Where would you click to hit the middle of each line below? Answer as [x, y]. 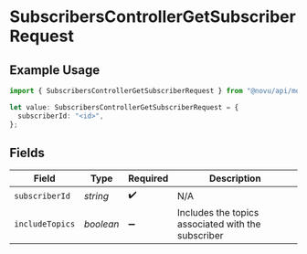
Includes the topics [218, 213]
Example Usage [55, 70]
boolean [101, 224]
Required [148, 178]
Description [235, 178]
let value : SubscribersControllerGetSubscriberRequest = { [124, 107]
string [96, 196]
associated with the [219, 224]
